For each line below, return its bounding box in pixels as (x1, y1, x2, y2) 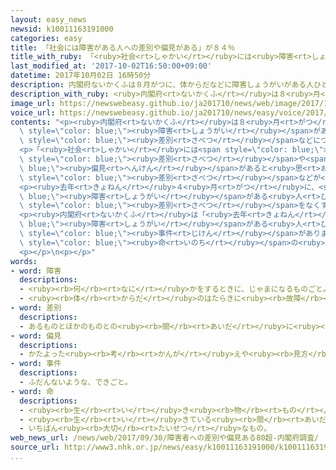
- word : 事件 (10, 359, 62, 369)
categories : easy (10, 33, 83, 43)
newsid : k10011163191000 (10, 24, 114, 34)
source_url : (10, 442, 60, 453)
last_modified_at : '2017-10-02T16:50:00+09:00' (10, 61, 213, 71)
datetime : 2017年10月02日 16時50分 (10, 71, 152, 81)
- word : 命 (10, 386, 55, 396)
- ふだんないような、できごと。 (19, 377, 133, 387)
